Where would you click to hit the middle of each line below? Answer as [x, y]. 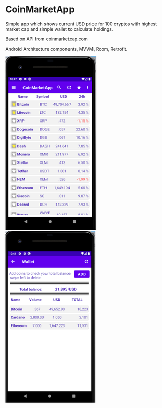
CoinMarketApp [40, 9]
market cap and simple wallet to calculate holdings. [59, 29]
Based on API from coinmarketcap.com [47, 39]
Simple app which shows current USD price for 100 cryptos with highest [81, 24]
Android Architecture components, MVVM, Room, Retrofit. [66, 49]
